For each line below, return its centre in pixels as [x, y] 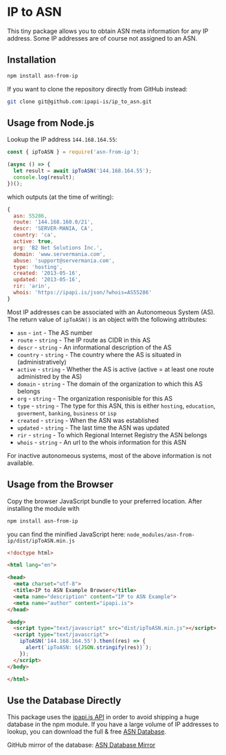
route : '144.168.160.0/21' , [54, 222]
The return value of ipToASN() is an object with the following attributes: [107, 319]
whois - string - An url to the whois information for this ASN [102, 442]
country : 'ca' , [35, 235]
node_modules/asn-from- [161, 535]
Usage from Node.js [51, 123]
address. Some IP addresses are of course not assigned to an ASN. [102, 38]
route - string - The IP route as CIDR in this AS [84, 340]
